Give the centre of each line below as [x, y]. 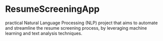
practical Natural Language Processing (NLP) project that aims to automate [81, 23]
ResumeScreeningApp [52, 9]
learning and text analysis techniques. [44, 33]
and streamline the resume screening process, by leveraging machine [76, 28]
